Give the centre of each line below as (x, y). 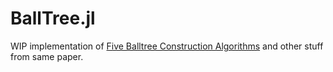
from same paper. (47, 56)
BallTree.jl (53, 18)
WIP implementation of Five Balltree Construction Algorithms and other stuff (167, 46)
